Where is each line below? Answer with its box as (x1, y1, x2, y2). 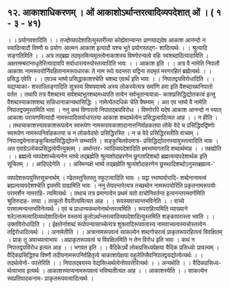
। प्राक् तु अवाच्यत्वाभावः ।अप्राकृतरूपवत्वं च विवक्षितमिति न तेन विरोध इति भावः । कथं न (7, 235, 195, 244)
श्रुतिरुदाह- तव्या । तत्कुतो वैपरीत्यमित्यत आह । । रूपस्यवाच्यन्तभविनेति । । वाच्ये (7, 197, 185, 205)
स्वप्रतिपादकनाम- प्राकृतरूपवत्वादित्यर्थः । (7, 274, 94, 282)
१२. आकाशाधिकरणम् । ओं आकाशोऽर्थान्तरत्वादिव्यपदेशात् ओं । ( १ (7, 7, 222, 19)
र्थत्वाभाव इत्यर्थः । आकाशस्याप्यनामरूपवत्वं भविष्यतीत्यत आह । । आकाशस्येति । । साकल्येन (7, 266, 208, 275)
